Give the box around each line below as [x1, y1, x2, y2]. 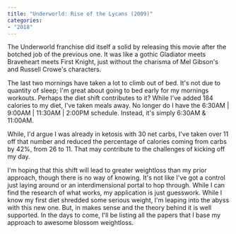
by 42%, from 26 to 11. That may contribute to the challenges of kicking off [7, 145, 225, 154]
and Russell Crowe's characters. [7, 65, 102, 74]
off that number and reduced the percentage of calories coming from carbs [7, 137, 228, 146]
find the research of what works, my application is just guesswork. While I [7, 188, 223, 197]
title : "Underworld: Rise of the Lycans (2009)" [7, 10, 153, 18]
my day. [7, 152, 30, 161]
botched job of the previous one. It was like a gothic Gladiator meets [7, 50, 206, 58]
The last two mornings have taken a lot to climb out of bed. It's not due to [7, 79, 221, 87]
